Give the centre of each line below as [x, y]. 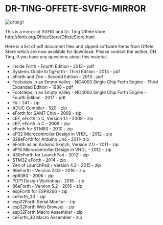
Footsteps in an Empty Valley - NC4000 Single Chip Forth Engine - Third [85, 82]
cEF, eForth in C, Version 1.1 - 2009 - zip [53, 118]
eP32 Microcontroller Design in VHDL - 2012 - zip [62, 134]
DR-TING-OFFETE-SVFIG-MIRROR [76, 9]
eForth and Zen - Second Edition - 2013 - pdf [58, 76]
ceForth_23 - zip [29, 196]
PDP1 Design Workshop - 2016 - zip [48, 181]
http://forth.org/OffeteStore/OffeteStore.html [50, 37]
